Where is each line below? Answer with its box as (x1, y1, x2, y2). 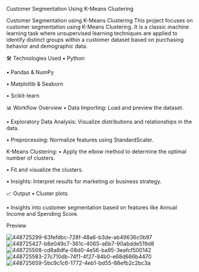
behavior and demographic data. (6, 42, 88, 50)
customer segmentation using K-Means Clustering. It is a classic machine (6, 24, 189, 30)
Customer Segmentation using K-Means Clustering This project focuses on (6, 17, 194, 24)
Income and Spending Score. (6, 210, 79, 217)
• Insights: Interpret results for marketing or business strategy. (6, 178, 162, 185)
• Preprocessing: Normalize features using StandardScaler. (6, 136, 154, 143)
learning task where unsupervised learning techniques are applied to (6, 30, 178, 37)
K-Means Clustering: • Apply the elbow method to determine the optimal (6, 148, 186, 155)
